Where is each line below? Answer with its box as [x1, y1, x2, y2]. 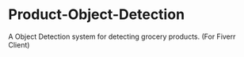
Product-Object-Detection [8, 6, 185, 24]
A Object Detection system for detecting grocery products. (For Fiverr [8, 32, 236, 41]
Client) [8, 40, 30, 49]
